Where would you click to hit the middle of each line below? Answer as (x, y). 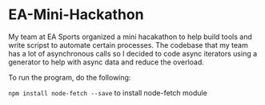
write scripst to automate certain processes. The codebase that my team (128, 45)
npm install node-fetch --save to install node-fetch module (108, 92)
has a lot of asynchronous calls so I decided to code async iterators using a (133, 53)
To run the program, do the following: (70, 77)
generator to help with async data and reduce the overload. (106, 62)
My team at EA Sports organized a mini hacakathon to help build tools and (130, 37)
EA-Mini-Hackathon (76, 15)
